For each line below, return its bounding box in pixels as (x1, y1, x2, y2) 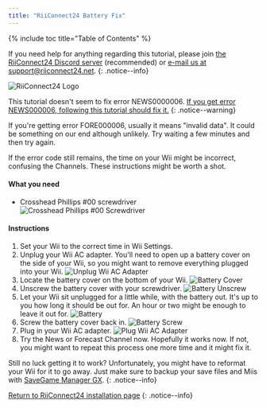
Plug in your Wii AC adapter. (19, 326, 112, 336)
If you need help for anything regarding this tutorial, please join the (8, 49, 226, 58)
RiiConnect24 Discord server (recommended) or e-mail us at (8, 57, 206, 67)
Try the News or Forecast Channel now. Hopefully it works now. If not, (19, 335, 249, 344)
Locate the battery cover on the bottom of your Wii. (19, 275, 188, 285)
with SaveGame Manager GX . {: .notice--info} (8, 375, 157, 385)
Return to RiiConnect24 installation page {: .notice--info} (8, 391, 193, 400)
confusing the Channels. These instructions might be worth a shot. (8, 161, 226, 171)
